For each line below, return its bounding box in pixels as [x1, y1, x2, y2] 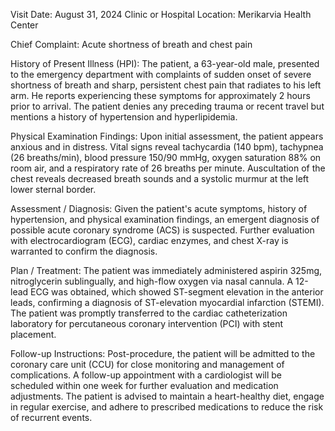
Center [10, 19, 39, 31]
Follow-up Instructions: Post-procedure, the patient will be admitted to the [10, 348, 316, 359]
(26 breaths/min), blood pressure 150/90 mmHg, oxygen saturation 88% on [10, 152, 322, 163]
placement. [10, 329, 57, 340]
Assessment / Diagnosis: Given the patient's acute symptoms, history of [10, 203, 308, 214]
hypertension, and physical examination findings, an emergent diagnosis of [10, 214, 320, 225]
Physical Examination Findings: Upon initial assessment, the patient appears [10, 130, 324, 142]
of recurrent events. [10, 412, 93, 423]
